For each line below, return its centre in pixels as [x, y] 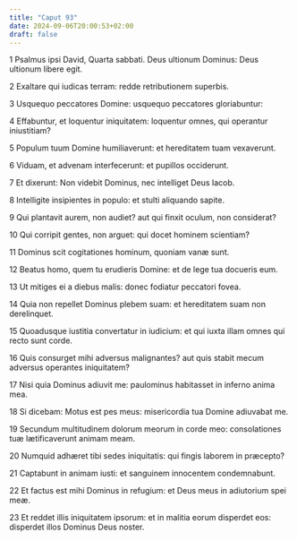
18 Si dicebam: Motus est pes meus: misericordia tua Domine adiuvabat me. [149, 412]
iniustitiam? [30, 131]
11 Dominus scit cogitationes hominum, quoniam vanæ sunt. [119, 253]
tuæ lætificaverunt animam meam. [72, 439]
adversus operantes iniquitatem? [69, 367]
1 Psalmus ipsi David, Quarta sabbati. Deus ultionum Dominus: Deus [134, 60]
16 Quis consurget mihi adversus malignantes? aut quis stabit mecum [136, 358]
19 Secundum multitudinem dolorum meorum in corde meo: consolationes [145, 429]
